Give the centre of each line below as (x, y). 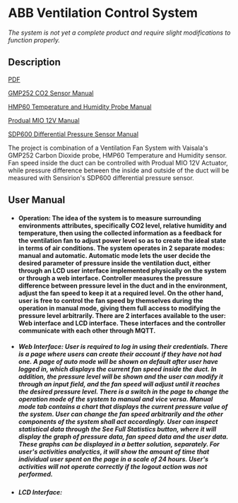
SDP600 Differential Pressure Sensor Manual (73, 134)
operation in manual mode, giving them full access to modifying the (119, 308)
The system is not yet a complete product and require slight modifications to (119, 32)
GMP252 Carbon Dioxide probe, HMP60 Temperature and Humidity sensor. (118, 155)
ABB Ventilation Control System (103, 13)
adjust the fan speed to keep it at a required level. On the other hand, (121, 293)
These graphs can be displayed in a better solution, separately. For (119, 444)
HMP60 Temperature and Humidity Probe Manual (80, 107)
